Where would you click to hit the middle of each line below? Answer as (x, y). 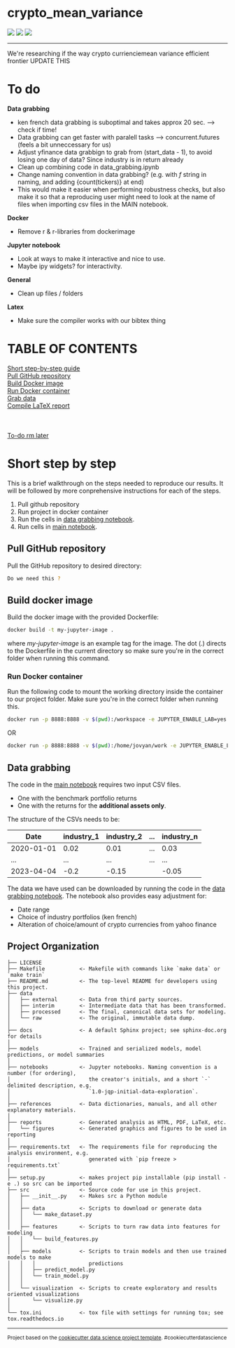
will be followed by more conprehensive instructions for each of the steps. (114, 491)
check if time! (37, 129)
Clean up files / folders (50, 293)
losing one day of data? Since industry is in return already (100, 159)
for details (24, 1036)
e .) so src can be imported (50, 1184)
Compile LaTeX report (38, 406)
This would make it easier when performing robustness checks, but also (121, 189)
